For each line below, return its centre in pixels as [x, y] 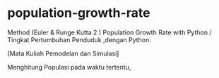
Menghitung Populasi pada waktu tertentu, [69, 67]
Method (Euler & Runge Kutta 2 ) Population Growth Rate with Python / [109, 32]
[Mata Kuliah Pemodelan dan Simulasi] [63, 53]
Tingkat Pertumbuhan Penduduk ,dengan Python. [79, 39]
